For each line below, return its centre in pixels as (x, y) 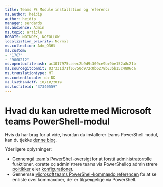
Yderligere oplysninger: (28, 149)
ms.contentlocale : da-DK (30, 78)
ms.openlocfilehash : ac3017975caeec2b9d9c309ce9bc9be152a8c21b (71, 64)
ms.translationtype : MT (29, 73)
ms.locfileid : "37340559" (31, 87)
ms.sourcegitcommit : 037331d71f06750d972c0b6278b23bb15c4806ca (71, 69)
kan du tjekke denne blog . (31, 140)
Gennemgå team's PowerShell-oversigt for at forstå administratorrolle (82, 159)
